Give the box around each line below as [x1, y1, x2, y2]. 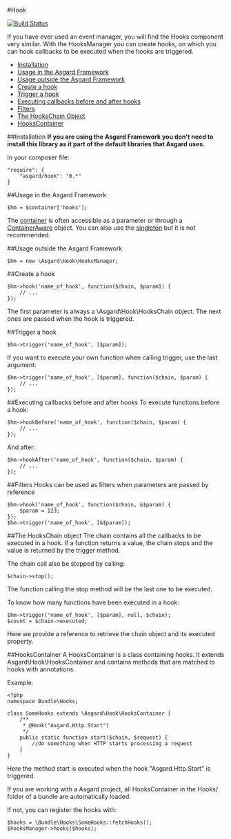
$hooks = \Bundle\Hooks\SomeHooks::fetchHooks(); [7, 819, 153, 826]
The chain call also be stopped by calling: [7, 560, 125, 568]
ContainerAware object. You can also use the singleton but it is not [7, 224, 196, 232]
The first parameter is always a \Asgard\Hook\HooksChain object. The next [7, 307, 221, 315]
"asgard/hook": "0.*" [19, 172, 81, 179]
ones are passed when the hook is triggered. [7, 315, 134, 323]
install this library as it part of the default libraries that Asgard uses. [7, 140, 205, 148]
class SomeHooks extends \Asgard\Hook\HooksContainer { [7, 710, 171, 717]
